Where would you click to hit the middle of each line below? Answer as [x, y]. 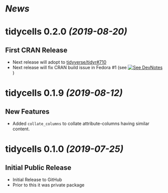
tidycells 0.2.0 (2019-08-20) [66, 32]
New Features [27, 112]
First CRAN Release [36, 50]
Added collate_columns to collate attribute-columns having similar [81, 124]
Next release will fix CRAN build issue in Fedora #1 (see [69, 68]
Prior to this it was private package [48, 185]
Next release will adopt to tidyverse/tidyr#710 [59, 62]
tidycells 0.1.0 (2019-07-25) [64, 149]
